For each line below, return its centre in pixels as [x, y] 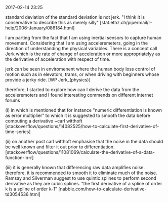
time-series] [18, 132]
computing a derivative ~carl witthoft [44, 121]
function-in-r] [19, 157]
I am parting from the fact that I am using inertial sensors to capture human [83, 38]
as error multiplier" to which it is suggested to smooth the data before [78, 115]
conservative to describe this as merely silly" [52, 23]
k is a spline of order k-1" [31, 189]
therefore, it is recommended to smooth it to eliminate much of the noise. [81, 173]
